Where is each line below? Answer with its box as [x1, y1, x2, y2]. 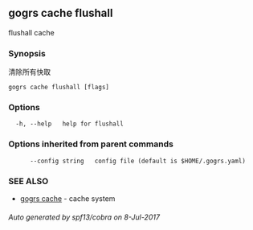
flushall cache [8, 27, 55, 37]
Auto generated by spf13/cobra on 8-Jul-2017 [8, 212, 161, 222]
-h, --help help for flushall [15, 120, 124, 128]
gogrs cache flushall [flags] [8, 84, 110, 92]
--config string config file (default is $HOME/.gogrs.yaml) [29, 157, 247, 165]
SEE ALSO [8, 175, 49, 187]
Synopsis [8, 47, 46, 59]
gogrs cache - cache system [19, 194, 116, 203]
